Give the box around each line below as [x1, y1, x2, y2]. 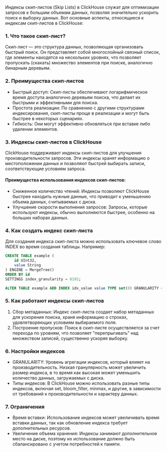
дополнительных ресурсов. [12, 425, 71, 431]
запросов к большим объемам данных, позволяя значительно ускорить [5, 9, 159, 15]
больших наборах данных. [12, 215, 69, 221]
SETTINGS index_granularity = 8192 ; [5, 276, 81, 281]
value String [14, 263, 41, 268]
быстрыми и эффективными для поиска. [12, 99, 98, 105]
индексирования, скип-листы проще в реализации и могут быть [12, 110, 150, 116]
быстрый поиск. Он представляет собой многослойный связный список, [5, 49, 161, 55]
